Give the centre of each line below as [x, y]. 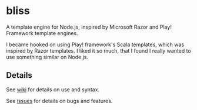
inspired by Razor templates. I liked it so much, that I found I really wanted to [98, 50]
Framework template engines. [42, 33]
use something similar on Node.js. [47, 57]
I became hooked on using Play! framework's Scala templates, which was [95, 44]
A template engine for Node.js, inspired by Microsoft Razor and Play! [89, 27]
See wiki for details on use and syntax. [53, 90]
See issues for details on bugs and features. [59, 101]
